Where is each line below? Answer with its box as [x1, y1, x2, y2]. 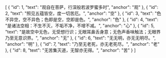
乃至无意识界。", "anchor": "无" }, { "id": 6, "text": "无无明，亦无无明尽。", [5, 35, 156, 41]
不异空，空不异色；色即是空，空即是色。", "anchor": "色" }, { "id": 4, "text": [5, 17, 159, 22]
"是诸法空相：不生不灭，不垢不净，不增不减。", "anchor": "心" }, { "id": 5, [5, 23, 155, 29]
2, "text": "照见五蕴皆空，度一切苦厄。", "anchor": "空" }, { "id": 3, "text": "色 [5, 10, 162, 16]
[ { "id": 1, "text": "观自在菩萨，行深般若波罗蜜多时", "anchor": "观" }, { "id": [5, 4, 159, 10]
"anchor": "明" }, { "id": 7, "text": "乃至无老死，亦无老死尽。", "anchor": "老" [5, 41, 160, 47]
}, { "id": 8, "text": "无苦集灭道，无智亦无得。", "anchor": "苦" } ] [5, 47, 136, 53]
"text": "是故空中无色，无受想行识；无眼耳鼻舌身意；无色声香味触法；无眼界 [5, 29, 161, 34]
